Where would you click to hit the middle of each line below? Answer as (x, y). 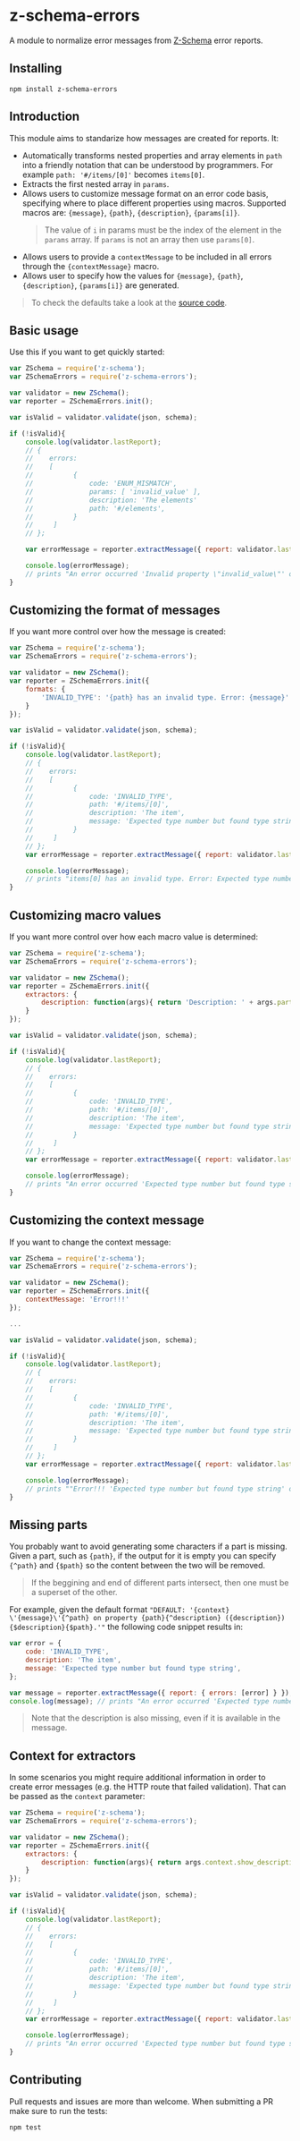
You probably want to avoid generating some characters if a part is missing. (148, 1546)
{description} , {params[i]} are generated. (101, 285)
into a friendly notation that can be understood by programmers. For (148, 165)
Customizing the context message (107, 1221)
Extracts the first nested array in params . (96, 183)
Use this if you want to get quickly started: (87, 352)
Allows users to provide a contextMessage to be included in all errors (147, 257)
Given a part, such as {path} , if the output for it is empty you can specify (143, 1556)
